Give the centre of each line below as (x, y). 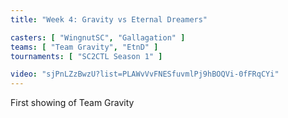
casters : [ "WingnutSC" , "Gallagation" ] (98, 37)
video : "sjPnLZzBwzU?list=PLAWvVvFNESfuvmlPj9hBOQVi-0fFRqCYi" (145, 74)
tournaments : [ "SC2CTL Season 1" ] (86, 56)
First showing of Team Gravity (72, 103)
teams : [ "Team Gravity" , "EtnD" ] (84, 47)
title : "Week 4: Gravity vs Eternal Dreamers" (109, 19)
